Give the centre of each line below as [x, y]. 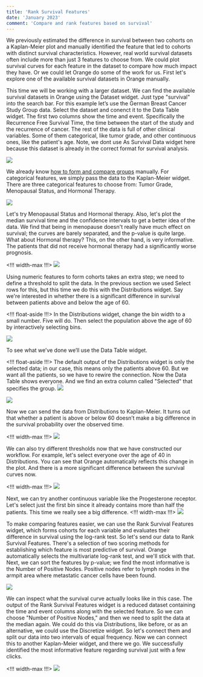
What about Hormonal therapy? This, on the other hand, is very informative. [100, 240]
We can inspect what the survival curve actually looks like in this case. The [99, 599]
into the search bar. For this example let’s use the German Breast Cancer [96, 104]
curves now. [21, 474]
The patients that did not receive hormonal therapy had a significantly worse [101, 246]
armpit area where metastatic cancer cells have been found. [81, 575]
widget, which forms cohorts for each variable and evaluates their [88, 530]
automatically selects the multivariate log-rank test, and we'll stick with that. [101, 556]
